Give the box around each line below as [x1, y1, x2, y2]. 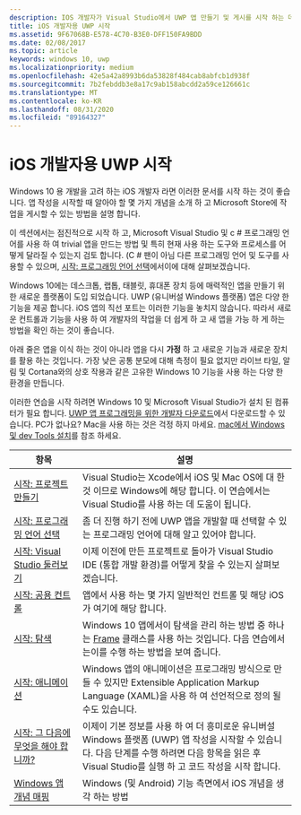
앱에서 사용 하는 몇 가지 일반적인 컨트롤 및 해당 [82, 589, 267, 602]
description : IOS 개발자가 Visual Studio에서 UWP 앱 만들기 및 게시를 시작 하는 [9, 13, 285, 22]
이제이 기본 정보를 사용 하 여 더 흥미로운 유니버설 [82, 720, 276, 733]
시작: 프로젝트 [13, 478, 69, 490]
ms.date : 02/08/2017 [9, 38, 87, 48]
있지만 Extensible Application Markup [103, 676, 260, 689]
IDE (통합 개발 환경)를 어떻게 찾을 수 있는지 [82, 559, 254, 571]
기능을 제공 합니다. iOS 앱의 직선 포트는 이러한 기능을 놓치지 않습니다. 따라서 [9, 302, 275, 314]
